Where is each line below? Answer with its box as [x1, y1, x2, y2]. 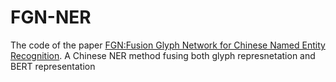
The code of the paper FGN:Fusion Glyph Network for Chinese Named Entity [10, 39, 326, 51]
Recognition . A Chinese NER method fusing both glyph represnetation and [10, 49, 316, 61]
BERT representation [10, 60, 96, 72]
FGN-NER [10, 6, 92, 29]
